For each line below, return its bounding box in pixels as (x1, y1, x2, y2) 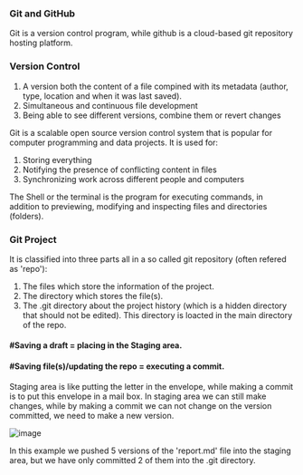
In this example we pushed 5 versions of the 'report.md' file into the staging (9, 445, 291, 456)
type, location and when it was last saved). (22, 90, 183, 102)
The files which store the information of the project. (22, 280, 214, 292)
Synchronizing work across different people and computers (22, 173, 245, 184)
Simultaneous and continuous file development (22, 100, 198, 111)
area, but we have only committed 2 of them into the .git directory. (9, 454, 256, 465)
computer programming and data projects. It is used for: (9, 137, 219, 148)
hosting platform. (9, 37, 73, 48)
